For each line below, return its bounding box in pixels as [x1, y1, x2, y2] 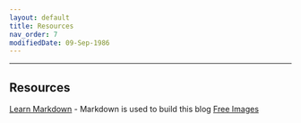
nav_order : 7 [9, 30, 58, 39]
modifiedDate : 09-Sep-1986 [9, 38, 110, 48]
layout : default [9, 13, 70, 22]
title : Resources [9, 22, 74, 31]
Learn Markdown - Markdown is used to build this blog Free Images [9, 104, 260, 115]
